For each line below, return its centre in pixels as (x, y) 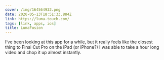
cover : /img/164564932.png (33, 10)
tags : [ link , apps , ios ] (31, 23)
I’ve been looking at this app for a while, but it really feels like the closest (79, 42)
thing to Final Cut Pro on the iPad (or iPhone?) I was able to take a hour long (82, 47)
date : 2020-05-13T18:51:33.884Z (38, 14)
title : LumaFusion (24, 28)
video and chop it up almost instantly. (43, 53)
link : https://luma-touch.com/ (37, 19)
